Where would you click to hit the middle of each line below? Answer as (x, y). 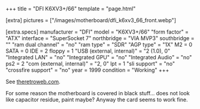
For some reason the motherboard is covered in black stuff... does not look (98, 93)
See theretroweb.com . (33, 81)
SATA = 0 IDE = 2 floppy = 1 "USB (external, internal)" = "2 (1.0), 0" (88, 51)
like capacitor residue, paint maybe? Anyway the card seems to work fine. (97, 99)
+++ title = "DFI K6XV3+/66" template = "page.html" (71, 9)
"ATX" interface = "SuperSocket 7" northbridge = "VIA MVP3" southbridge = (100, 38)
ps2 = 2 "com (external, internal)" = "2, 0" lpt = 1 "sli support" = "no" (90, 63)
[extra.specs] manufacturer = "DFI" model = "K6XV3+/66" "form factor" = (97, 32)
